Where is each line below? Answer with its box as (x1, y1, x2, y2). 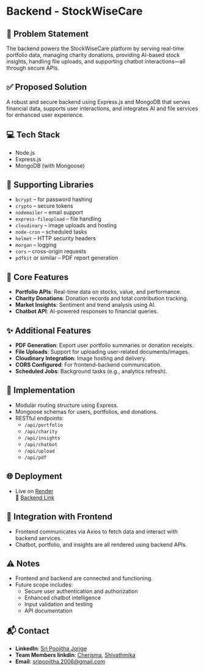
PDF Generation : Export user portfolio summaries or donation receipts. (15, 342, 194, 349)
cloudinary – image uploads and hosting (15, 222, 117, 229)
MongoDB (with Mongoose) (15, 162, 86, 169)
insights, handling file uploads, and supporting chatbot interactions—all (6, 58, 186, 65)
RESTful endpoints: (15, 414, 64, 422)
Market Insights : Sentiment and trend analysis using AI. (15, 301, 156, 309)
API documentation (24, 607, 73, 615)
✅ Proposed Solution (6, 82, 87, 92)
